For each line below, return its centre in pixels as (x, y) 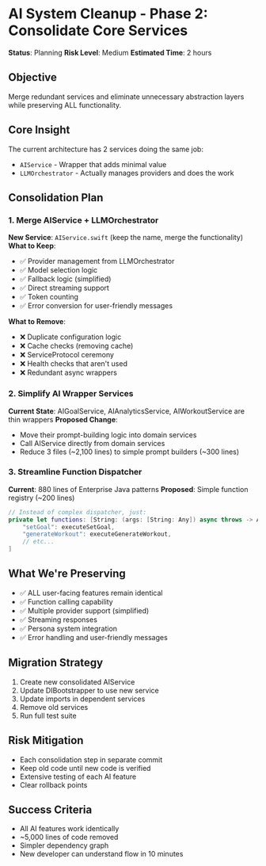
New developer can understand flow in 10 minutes (101, 854)
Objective (33, 77)
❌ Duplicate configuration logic (70, 337)
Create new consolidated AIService (77, 681)
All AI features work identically (69, 829)
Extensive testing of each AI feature (78, 776)
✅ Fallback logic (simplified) (65, 279)
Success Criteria (50, 809)
